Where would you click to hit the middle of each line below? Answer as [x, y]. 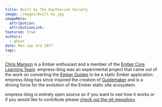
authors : [14, 37]
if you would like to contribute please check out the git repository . [71, 99]
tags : [10, 50]
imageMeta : [16, 18]
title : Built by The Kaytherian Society [47, 9]
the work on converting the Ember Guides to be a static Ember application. [80, 74]
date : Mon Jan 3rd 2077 [29, 46]
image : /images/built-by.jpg [34, 14]
